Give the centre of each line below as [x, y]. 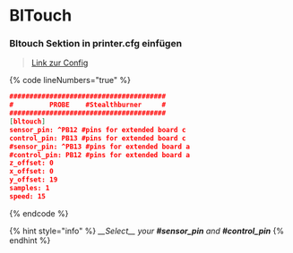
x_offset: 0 [31, 172]
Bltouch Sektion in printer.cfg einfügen [95, 44]
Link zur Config [60, 63]
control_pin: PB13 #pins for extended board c [98, 138]
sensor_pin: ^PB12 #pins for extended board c [98, 130]
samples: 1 [30, 189]
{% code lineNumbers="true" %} [70, 80]
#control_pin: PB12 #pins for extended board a [100, 155]
